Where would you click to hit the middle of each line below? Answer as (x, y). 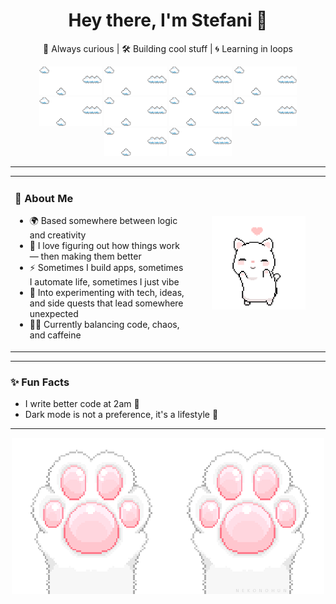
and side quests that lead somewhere (106, 303)
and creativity (58, 235)
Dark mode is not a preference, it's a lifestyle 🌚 (121, 415)
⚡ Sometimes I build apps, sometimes (106, 268)
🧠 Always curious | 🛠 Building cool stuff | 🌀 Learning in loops (168, 48)
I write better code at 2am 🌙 (82, 404)
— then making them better (85, 256)
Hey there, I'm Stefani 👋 (168, 20)
